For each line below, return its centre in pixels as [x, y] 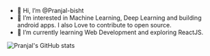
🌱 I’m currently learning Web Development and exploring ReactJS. [110, 32]
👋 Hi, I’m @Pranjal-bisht [50, 11]
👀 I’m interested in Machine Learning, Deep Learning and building [109, 18]
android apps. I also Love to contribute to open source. [94, 25]
